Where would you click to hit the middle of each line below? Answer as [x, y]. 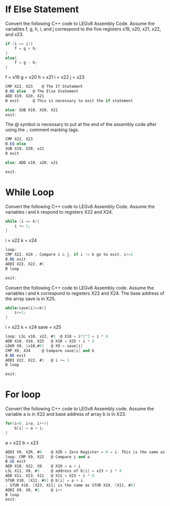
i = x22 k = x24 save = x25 [33, 327]
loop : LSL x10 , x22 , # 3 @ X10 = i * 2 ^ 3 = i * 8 [57, 337]
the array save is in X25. [31, 298]
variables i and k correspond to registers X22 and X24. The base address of [85, 293]
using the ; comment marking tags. [42, 130]
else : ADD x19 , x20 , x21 [32, 162]
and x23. [15, 34]
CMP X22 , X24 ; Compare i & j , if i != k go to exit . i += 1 [69, 255]
